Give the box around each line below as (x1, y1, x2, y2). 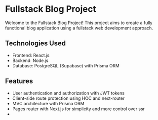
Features (5, 77, 33, 86)
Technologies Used (5, 39, 66, 48)
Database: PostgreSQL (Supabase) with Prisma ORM (12, 62, 119, 68)
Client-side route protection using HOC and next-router (12, 95, 125, 101)
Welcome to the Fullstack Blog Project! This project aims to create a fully (5, 20, 153, 26)
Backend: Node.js (12, 58, 48, 63)
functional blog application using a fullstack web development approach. (5, 25, 153, 30)
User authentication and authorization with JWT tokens (12, 90, 125, 96)
